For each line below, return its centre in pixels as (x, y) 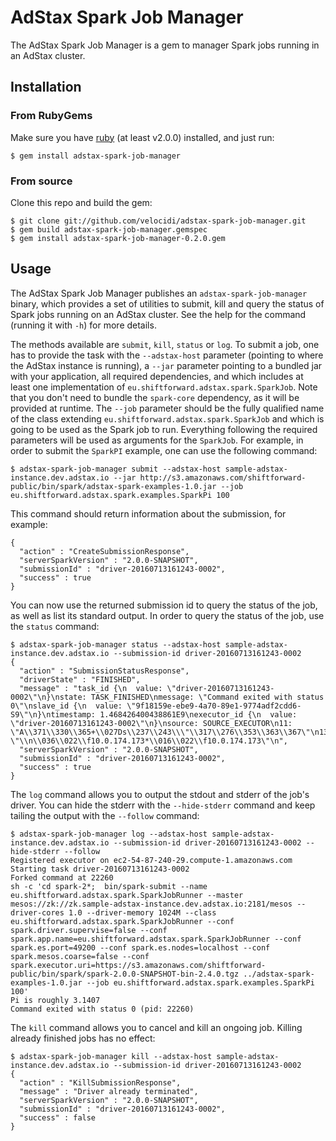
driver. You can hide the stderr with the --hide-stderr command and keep (163, 805)
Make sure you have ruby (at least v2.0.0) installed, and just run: (142, 137)
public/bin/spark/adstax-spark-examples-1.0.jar (113, 486)
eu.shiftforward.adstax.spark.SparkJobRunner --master (127, 895)
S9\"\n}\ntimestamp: (53, 714)
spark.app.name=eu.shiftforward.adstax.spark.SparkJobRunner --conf (156, 939)
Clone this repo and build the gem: (81, 202)
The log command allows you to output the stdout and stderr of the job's (160, 794)
